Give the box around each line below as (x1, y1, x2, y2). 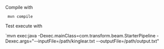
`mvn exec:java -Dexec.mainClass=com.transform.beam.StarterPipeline (5, 33, 156, 38)
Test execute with (5, 23, 42, 29)
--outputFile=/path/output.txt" (96, 38, 159, 44)
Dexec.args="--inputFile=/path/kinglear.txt (5, 38, 95, 44)
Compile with (5, 5, 33, 10)
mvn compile (7, 14, 33, 19)
